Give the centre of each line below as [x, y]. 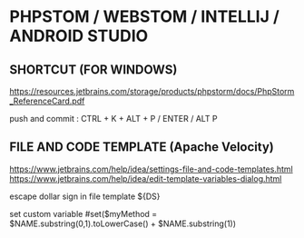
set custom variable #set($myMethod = [83, 213]
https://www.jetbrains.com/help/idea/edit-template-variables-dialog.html [146, 178]
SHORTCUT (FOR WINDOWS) [93, 69]
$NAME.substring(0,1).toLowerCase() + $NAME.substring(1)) [123, 223]
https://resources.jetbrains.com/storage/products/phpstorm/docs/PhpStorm [152, 91]
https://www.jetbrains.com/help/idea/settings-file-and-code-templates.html [151, 169]
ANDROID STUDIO [79, 36]
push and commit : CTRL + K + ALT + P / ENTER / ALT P [113, 119]
